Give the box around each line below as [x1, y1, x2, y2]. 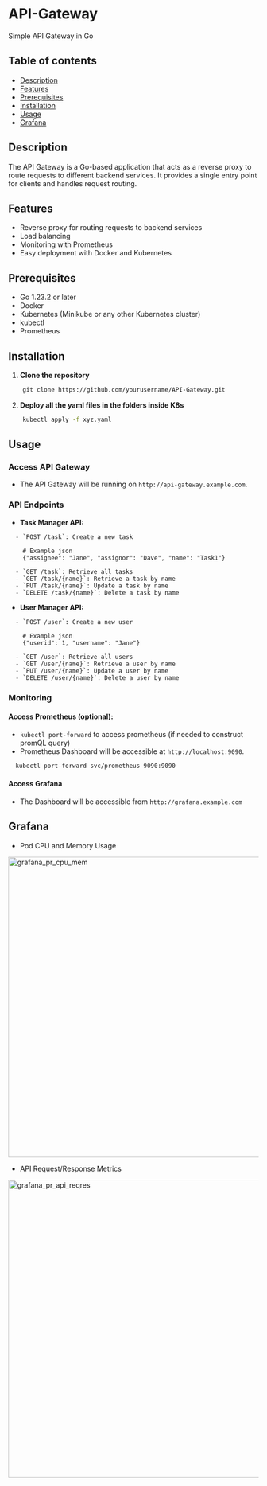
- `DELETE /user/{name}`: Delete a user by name [15, 673, 180, 681]
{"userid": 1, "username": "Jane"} [22, 638, 141, 647]
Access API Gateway [8, 462, 91, 473]
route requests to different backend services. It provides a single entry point [8, 170, 257, 180]
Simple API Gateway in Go [8, 31, 94, 41]
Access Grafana [8, 779, 63, 789]
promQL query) [19, 738, 71, 747]
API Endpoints [8, 499, 64, 510]
